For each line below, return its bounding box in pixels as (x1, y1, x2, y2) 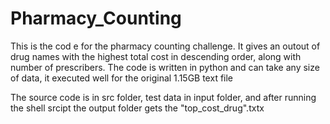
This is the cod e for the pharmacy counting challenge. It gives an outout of (10, 40, 321, 52)
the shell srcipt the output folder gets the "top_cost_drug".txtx (10, 102, 265, 114)
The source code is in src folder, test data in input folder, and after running (10, 91, 317, 103)
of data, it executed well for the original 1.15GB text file (10, 72, 234, 84)
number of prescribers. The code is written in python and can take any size (10, 61, 320, 73)
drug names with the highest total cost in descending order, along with (10, 50, 302, 62)
